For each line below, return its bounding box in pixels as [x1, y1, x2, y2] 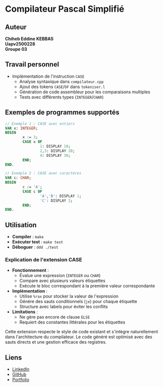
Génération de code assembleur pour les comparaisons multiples [19, 89, 150, 95]
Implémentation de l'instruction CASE [12, 73, 85, 79]
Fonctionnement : [12, 267, 49, 273]
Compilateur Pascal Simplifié [5, 3, 125, 15]
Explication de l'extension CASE [5, 256, 82, 263]
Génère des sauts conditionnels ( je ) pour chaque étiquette [19, 299, 137, 304]
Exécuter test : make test [12, 239, 63, 245]
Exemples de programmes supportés [5, 108, 120, 117]
